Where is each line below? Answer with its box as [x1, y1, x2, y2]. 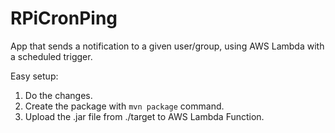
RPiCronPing [10, 7, 118, 30]
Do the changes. [24, 89, 93, 101]
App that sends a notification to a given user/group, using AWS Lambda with [10, 40, 325, 52]
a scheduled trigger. [10, 50, 93, 62]
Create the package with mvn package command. [24, 100, 225, 112]
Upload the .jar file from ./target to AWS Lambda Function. [24, 110, 265, 122]
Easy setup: [10, 70, 59, 82]
